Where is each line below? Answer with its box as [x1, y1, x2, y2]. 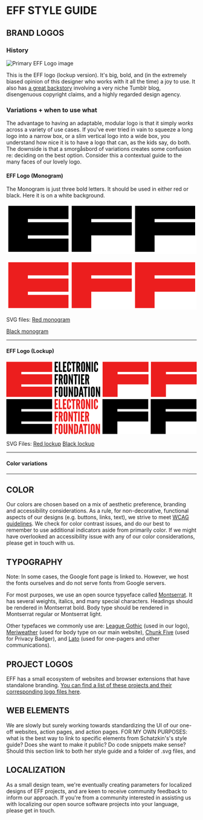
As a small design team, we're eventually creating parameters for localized [6, 781, 192, 788]
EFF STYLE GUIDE [6, 4, 98, 18]
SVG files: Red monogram [6, 316, 71, 323]
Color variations [6, 460, 48, 467]
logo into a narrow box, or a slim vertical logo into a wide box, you [6, 133, 170, 140]
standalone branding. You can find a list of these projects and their [6, 681, 172, 689]
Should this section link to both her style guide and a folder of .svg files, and [6, 747, 196, 755]
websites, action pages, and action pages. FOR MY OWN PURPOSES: [14, 728, 188, 735]
